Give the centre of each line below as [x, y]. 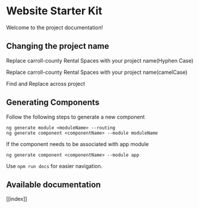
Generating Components [53, 103]
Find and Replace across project [46, 83]
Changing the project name [58, 46]
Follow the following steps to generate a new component [75, 117]
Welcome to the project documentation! [55, 27]
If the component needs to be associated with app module [78, 144]
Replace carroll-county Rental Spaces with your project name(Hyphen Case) [100, 60]
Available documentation [53, 184]
